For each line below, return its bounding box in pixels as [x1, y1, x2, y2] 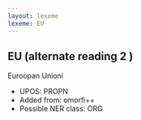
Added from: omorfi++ [19, 95, 95, 105]
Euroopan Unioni [7, 71, 64, 81]
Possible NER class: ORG [19, 104, 103, 114]
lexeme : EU [7, 19, 45, 28]
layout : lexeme [7, 11, 59, 20]
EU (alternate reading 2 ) [7, 49, 134, 63]
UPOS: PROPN [19, 87, 68, 96]
